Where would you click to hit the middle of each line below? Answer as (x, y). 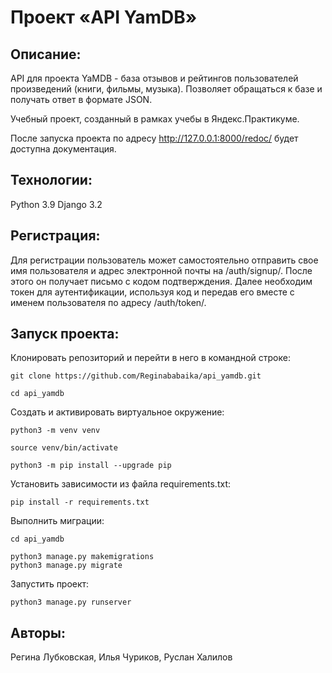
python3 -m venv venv (55, 431)
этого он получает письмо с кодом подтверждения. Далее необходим (161, 281)
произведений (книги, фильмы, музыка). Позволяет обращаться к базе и (166, 89)
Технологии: (51, 180)
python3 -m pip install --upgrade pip (91, 466)
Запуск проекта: (65, 334)
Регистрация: (55, 236)
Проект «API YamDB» (104, 17)
